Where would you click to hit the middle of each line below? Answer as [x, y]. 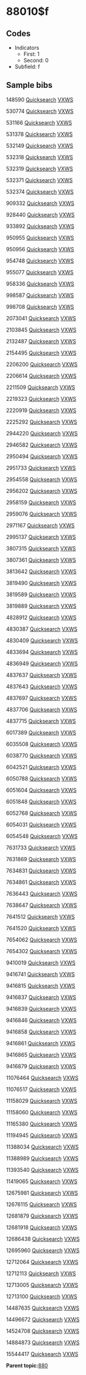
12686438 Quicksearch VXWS [43, 1239]
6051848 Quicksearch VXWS [41, 801]
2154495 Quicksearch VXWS [41, 353]
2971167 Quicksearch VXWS [40, 525]
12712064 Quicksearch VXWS [42, 1262]
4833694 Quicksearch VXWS [42, 652]
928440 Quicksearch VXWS [40, 214]
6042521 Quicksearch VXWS [41, 767]
